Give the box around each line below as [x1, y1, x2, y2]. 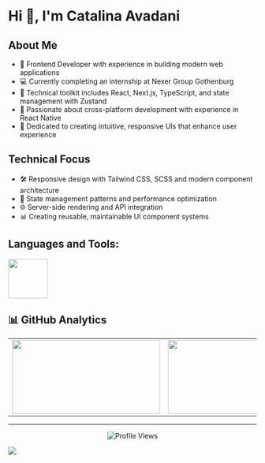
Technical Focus [8, 153, 91, 166]
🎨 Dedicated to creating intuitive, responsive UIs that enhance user [19, 121, 237, 131]
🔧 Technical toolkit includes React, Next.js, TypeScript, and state [19, 88, 230, 97]
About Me [8, 39, 58, 52]
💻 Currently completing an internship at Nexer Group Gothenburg [19, 77, 234, 86]
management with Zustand [19, 96, 107, 106]
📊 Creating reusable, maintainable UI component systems [19, 211, 209, 221]
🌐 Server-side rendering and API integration [19, 202, 163, 211]
